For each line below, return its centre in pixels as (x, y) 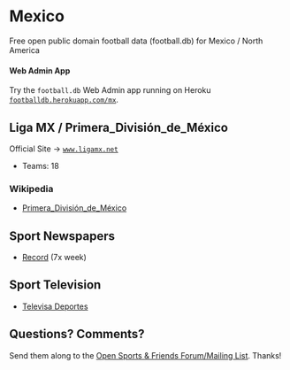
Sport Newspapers (62, 236)
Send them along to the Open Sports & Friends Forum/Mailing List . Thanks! (145, 355)
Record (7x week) (54, 258)
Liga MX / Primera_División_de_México (118, 127)
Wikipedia (31, 189)
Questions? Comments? (77, 334)
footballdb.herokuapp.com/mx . (64, 100)
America (24, 50)
